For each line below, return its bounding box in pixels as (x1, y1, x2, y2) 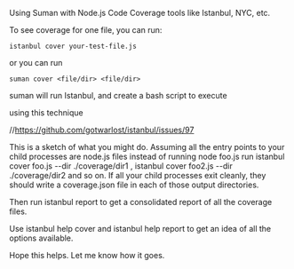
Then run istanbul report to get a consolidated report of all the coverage (9, 197, 273, 207)
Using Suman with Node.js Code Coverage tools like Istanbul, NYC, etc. (9, 8, 271, 18)
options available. (9, 233, 74, 243)
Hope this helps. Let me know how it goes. (9, 250, 165, 260)
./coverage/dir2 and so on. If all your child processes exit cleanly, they (9, 170, 266, 180)
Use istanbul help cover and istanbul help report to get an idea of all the (9, 224, 272, 233)
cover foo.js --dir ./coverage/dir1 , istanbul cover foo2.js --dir (9, 161, 233, 171)
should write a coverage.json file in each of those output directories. (9, 179, 259, 190)
